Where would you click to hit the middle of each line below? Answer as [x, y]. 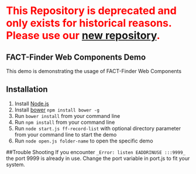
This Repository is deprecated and [91, 11]
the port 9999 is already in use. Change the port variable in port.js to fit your [98, 158]
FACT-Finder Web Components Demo [76, 57]
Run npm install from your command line [65, 122]
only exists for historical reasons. [89, 23]
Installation [27, 90]
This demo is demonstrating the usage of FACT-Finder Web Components [94, 71]
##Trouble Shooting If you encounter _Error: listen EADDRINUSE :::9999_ [96, 152]
